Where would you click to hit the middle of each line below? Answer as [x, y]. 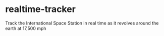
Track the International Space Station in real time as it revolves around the [82, 23]
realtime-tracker [40, 9]
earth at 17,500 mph [26, 28]
